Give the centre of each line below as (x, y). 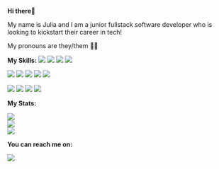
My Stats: (22, 103)
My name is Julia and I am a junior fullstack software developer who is (110, 24)
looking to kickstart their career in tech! (65, 32)
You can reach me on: (40, 144)
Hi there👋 (21, 11)
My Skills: (22, 60)
